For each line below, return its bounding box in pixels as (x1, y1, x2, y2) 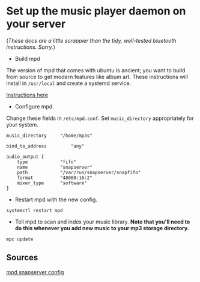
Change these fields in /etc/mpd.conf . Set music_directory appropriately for (6, 114, 194, 122)
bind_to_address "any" (6, 143, 85, 149)
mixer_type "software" (17, 180, 87, 186)
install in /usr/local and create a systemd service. (6, 80, 132, 87)
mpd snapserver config (6, 268, 64, 275)
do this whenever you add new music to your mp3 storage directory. (14, 224, 189, 231)
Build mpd (14, 55, 40, 62)
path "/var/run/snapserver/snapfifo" (17, 169, 141, 175)
